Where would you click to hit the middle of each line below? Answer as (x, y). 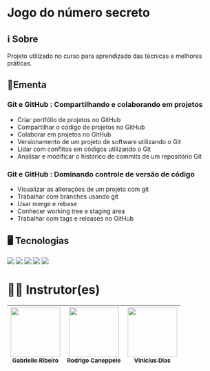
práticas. (20, 63)
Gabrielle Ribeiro (35, 360)
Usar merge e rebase (47, 203)
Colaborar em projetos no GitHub (64, 134)
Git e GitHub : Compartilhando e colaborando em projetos (105, 105)
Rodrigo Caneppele (94, 360)
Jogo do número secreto (78, 13)
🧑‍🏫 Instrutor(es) (54, 289)
